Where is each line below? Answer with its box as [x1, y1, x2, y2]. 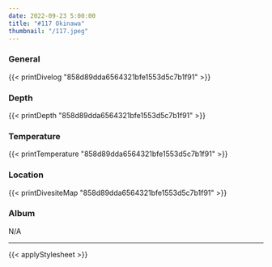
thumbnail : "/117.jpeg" [8, 27, 89, 35]
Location [8, 169, 45, 180]
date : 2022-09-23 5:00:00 [8, 11, 96, 20]
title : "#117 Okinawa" [8, 19, 85, 28]
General [8, 53, 40, 65]
